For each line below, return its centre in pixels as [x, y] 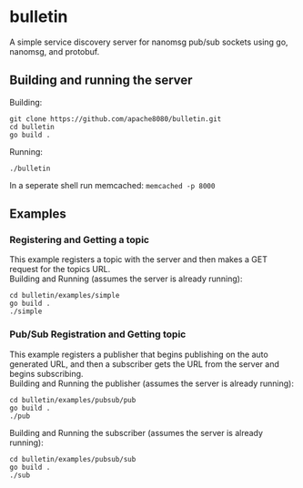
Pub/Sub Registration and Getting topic [98, 334]
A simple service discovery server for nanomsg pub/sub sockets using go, [149, 42]
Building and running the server [101, 81]
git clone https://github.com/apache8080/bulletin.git [116, 119]
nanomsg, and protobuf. [55, 51]
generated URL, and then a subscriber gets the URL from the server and [145, 364]
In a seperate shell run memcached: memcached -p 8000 [112, 185]
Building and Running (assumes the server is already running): [126, 279]
